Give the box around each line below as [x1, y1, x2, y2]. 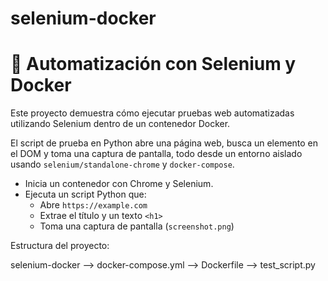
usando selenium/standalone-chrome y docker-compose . [10, 158, 235, 171]
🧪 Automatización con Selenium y [10, 53, 297, 76]
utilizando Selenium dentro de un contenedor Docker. [10, 118, 231, 130]
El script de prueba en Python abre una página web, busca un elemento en [10, 137, 319, 149]
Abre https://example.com [39, 199, 148, 211]
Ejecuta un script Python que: [24, 188, 147, 201]
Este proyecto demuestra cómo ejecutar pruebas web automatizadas [10, 107, 295, 119]
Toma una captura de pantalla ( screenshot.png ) [39, 220, 235, 232]
